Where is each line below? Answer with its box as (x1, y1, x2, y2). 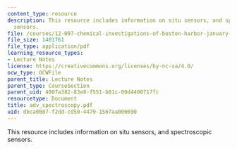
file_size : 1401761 (7, 37, 65, 44)
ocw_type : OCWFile (7, 69, 61, 76)
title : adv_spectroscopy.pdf (7, 102, 93, 109)
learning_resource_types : (7, 50, 83, 57)
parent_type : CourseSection (7, 82, 90, 89)
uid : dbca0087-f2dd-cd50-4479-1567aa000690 (7, 108, 138, 115)
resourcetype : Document (7, 96, 78, 103)
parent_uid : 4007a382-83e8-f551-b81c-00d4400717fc (7, 89, 159, 96)
